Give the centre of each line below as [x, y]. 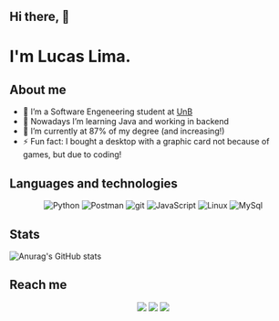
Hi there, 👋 [40, 17]
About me [38, 89]
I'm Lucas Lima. [70, 56]
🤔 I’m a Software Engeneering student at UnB [108, 112]
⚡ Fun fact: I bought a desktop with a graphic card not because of [146, 142]
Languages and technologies [93, 183]
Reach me [38, 285]
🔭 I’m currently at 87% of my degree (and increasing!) [124, 131]
